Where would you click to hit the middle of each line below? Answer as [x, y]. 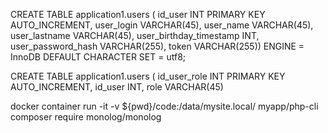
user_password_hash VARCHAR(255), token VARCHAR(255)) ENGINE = [157, 46]
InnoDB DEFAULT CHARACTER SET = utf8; [98, 57]
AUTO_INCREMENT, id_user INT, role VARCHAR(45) [117, 87]
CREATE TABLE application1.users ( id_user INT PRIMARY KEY [138, 14]
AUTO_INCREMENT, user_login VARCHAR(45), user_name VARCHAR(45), [162, 25]
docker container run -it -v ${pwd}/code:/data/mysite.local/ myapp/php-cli [164, 106]
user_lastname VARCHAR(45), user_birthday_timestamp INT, [135, 35]
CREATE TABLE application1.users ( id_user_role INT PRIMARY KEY [148, 76]
